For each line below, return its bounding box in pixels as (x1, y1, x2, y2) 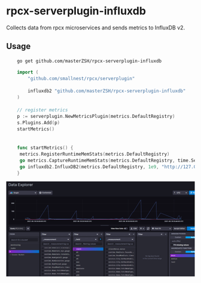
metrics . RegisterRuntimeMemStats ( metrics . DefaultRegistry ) (19, 151, 170, 157)
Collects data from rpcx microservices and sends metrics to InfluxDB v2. (6, 24, 185, 31)
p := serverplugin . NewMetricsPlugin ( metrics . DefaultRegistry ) (17, 113, 175, 119)
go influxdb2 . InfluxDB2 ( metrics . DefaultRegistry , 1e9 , (19, 163, 160, 170)
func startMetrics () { (17, 145, 74, 151)
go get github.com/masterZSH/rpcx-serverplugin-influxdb (17, 58, 162, 64)
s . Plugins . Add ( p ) (17, 120, 60, 126)
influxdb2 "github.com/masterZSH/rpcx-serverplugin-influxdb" (28, 88, 186, 94)
